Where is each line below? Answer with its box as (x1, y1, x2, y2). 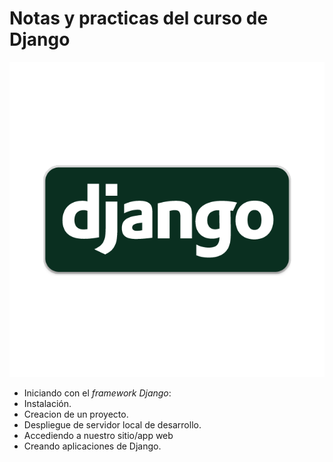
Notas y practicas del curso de (9, 7, 269, 30)
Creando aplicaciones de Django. (23, 440, 162, 452)
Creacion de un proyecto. (23, 408, 129, 420)
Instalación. (23, 397, 72, 409)
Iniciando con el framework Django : (23, 387, 172, 399)
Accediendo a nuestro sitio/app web (23, 429, 174, 441)
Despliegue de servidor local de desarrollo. (23, 418, 202, 431)
